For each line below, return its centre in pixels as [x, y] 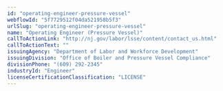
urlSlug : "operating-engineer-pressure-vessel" [77, 26]
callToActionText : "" [38, 45]
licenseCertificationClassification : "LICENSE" [77, 77]
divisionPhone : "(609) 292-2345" [55, 64]
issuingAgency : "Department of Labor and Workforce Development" [103, 52]
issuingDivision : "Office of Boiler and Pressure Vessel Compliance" [109, 58]
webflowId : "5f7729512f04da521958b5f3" [64, 20]
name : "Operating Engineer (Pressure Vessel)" [75, 32]
